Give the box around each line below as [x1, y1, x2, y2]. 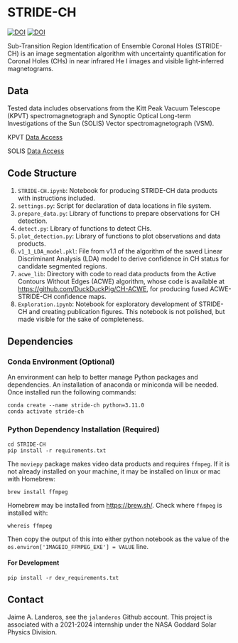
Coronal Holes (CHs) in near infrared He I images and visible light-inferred [7, 56, 225, 65]
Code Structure [7, 167, 77, 179]
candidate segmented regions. [17, 261, 108, 271]
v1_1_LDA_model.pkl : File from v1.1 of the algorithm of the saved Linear [17, 246, 222, 255]
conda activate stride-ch [7, 408, 84, 415]
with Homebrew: [7, 474, 55, 483]
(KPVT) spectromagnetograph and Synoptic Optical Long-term [7, 111, 191, 120]
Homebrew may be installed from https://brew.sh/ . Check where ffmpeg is [7, 501, 222, 509]
